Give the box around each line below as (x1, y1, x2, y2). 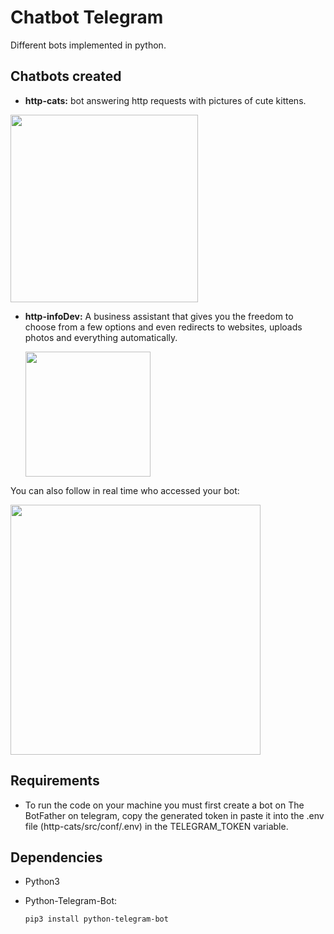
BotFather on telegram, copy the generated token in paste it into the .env (24, 809, 325, 821)
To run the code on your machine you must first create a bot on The (24, 799, 305, 811)
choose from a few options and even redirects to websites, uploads (24, 321, 303, 333)
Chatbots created (10, 68, 122, 85)
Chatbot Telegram (10, 6, 164, 29)
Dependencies (10, 849, 103, 866)
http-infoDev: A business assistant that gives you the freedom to (24, 310, 294, 322)
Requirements (10, 772, 100, 790)
